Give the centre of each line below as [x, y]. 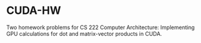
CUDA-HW [34, 11]
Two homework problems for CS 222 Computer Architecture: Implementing [100, 27]
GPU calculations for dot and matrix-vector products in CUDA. [84, 33]
